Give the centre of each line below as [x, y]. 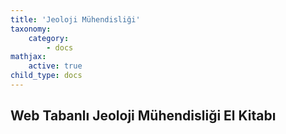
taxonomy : [31, 29]
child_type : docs [46, 76]
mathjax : [28, 57]
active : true [55, 66]
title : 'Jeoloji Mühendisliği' [75, 19]
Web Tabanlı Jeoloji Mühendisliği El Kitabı [143, 116]
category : [49, 38]
